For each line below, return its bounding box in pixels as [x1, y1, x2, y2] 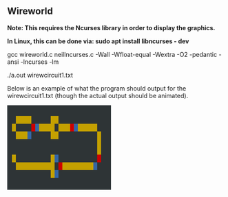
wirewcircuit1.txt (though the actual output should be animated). [7, 91, 189, 100]
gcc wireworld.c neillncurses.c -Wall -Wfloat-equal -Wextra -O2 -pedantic [7, 50, 218, 58]
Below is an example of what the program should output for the [7, 84, 187, 92]
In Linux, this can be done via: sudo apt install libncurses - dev [7, 37, 189, 45]
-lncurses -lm [20, 58, 59, 66]
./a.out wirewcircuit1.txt [7, 71, 74, 79]
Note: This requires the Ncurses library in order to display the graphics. [7, 23, 216, 32]
